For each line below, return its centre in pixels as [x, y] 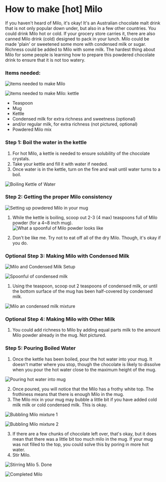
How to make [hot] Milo [54, 9]
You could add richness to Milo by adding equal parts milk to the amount [86, 330]
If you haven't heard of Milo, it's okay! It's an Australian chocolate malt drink [83, 23]
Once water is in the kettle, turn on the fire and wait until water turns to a [86, 169]
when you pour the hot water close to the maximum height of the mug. [84, 369]
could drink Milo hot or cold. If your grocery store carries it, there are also [80, 33]
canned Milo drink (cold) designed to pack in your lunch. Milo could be [77, 39]
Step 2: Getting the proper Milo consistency [59, 197]
